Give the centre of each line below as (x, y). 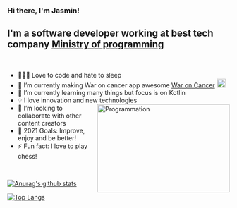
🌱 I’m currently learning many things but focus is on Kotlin (101, 92)
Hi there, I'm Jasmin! (43, 11)
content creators (42, 123)
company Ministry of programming (86, 44)
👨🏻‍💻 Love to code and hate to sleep (69, 75)
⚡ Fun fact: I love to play (53, 146)
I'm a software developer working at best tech (110, 33)
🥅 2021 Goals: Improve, (51, 130)
